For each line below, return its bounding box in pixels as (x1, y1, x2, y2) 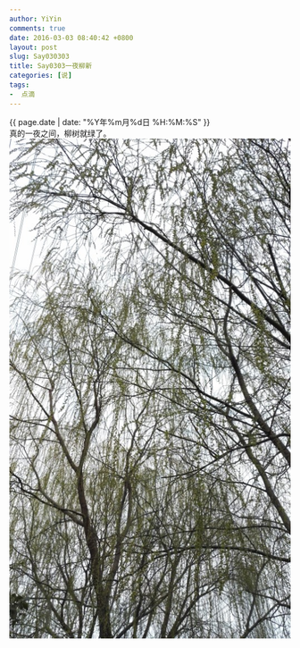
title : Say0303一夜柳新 (9, 62, 92, 71)
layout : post (9, 43, 58, 52)
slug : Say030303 (9, 52, 70, 62)
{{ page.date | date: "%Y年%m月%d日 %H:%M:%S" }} (9, 116, 211, 127)
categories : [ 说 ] (9, 72, 73, 80)
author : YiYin (9, 14, 62, 23)
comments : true (9, 23, 66, 33)
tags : (9, 80, 29, 89)
